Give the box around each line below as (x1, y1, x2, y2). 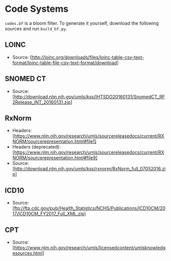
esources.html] (12, 250, 45, 256)
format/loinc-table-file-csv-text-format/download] (12, 60, 119, 66)
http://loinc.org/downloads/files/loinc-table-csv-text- (31, 54, 144, 60)
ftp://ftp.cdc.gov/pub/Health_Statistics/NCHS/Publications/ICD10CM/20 (14, 205, 166, 211)
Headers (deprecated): (12, 144, 61, 150)
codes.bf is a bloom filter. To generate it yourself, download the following (5, 20, 159, 26)
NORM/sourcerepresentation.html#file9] (12, 155, 98, 161)
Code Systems (5, 3, 69, 15)
